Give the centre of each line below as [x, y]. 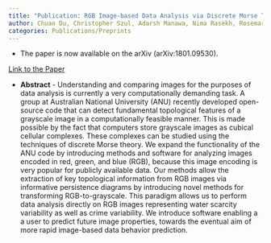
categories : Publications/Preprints [70, 31]
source [32, 110]
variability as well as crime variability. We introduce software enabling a [139, 213]
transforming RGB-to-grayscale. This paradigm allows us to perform [133, 196]
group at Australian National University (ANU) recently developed [129, 102]
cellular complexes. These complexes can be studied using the [125, 136]
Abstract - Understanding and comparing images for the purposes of [135, 84]
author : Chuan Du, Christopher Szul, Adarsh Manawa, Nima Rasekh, [122, 23]
